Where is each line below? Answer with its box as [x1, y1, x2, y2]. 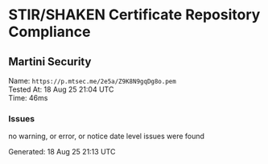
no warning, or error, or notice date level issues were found [8, 131, 205, 141]
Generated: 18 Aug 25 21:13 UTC [8, 147, 116, 157]
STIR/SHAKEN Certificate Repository [8, 6, 261, 24]
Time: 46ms [8, 93, 48, 102]
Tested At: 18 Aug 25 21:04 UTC [8, 84, 114, 94]
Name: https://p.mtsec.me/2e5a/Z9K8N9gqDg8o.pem [8, 76, 177, 85]
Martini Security [8, 55, 92, 68]
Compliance [8, 23, 91, 41]
